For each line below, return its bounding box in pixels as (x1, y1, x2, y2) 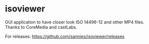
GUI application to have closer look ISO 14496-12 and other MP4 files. (5, 19, 145, 25)
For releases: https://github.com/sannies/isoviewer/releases (5, 33, 125, 39)
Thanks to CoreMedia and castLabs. (5, 24, 77, 30)
